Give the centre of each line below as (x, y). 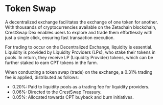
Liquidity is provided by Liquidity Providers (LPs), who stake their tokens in (80, 52)
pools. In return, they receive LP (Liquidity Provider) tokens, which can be (79, 57)
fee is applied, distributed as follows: (42, 77)
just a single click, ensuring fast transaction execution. (60, 38)
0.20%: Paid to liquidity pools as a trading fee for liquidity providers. (81, 86)
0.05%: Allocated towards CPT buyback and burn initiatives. (73, 97)
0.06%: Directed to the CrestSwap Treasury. (57, 92)
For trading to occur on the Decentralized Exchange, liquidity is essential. (79, 47)
